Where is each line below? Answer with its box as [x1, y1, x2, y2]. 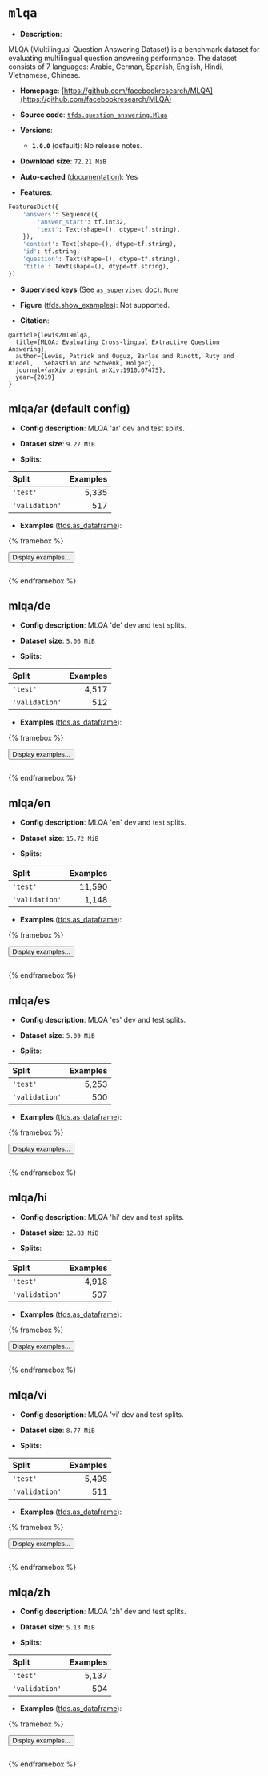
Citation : [19, 315, 50, 325]
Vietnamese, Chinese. [8, 70, 81, 79]
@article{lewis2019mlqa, [8, 331, 91, 339]
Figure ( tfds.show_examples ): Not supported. [19, 300, 170, 309]
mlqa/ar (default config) [8, 402, 130, 416]
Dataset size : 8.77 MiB [19, 1425, 95, 1435]
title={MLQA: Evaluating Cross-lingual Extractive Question [15, 338, 220, 346]
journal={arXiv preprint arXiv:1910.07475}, [15, 366, 166, 374]
